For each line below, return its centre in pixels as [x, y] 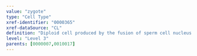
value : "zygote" [26, 11]
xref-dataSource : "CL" [34, 28]
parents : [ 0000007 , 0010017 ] [41, 44]
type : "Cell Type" [29, 17]
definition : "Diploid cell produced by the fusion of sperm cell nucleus [99, 33]
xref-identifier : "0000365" [41, 22]
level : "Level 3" [28, 38]
